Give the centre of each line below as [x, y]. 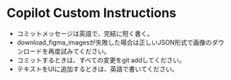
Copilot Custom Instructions [91, 13]
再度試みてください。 [79, 51]
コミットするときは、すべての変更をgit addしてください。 [101, 60]
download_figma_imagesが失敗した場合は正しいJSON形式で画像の [114, 42]
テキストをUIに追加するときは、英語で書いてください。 [97, 69]
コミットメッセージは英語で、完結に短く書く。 [85, 33]
